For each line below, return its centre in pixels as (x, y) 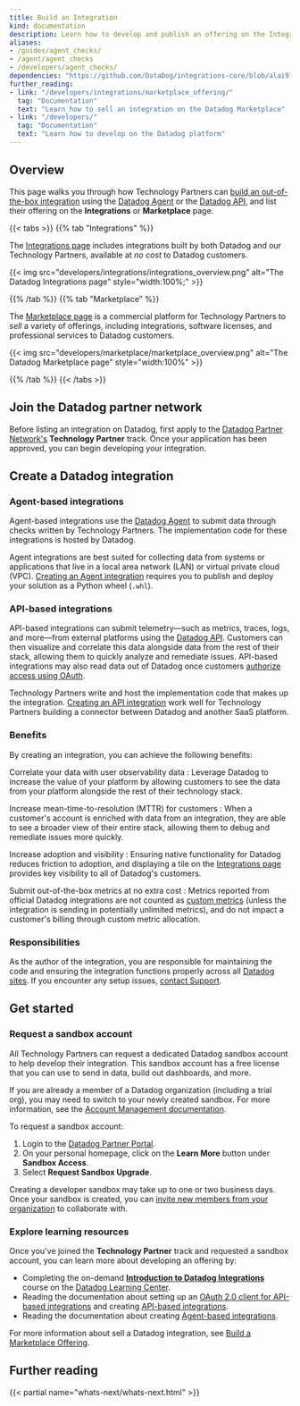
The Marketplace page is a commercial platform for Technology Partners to (148, 316)
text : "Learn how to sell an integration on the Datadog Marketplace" (151, 109)
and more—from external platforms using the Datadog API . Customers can (146, 638)
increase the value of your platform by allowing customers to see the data (145, 781)
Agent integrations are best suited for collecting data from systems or (137, 557)
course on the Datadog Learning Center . (96, 1287)
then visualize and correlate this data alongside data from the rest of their (144, 647)
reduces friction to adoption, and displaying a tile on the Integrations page (146, 863)
